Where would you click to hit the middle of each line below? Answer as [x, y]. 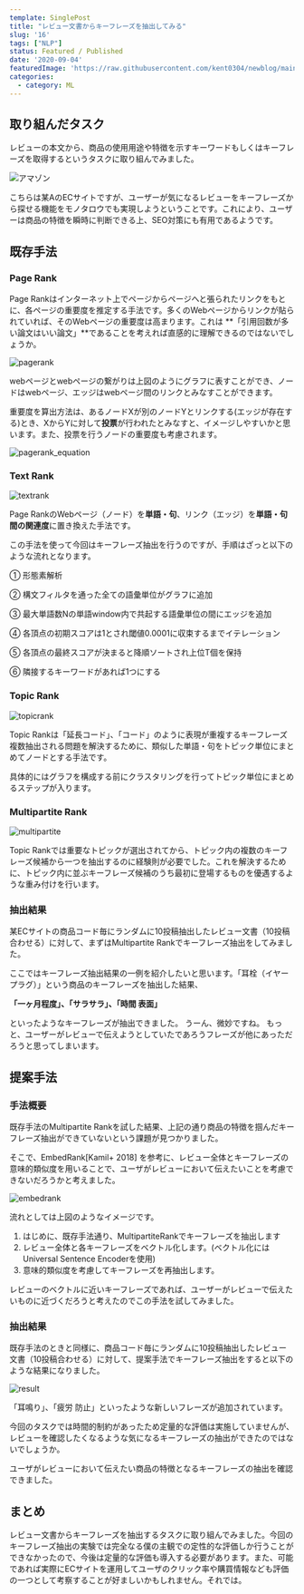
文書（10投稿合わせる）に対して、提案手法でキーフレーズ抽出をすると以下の [152, 1359]
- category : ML [46, 85]
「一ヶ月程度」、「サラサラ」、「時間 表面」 [86, 1004]
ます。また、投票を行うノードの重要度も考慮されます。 [119, 434]
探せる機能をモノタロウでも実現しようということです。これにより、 [143, 209]
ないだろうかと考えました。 [68, 1180]
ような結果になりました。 [57, 1371]
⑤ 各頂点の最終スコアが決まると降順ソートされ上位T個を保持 [126, 653]
